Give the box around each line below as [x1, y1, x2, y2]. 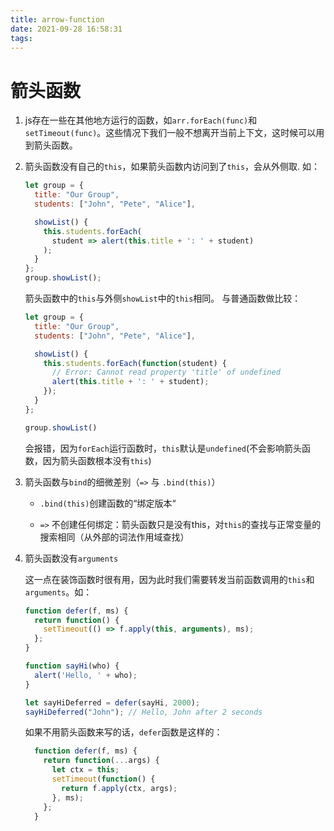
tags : [10, 33, 33, 43]
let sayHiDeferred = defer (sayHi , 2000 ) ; [24, 697, 201, 708]
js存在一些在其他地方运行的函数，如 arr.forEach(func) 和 [24, 114, 258, 126]
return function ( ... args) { [43, 756, 160, 766]
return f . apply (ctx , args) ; [61, 783, 178, 793]
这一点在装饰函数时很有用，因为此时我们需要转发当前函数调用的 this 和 [24, 573, 315, 585]
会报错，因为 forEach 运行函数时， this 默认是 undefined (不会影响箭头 [24, 442, 303, 454]
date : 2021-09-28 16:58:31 [10, 24, 123, 34]
